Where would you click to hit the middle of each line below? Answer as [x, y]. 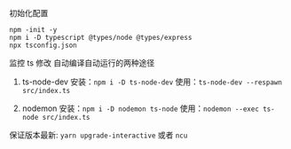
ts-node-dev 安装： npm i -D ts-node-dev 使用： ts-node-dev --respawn [152, 82]
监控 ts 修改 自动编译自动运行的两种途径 [82, 63]
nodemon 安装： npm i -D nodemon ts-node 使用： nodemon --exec [141, 108]
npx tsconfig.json [43, 45]
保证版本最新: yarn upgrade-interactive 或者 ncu [98, 135]
